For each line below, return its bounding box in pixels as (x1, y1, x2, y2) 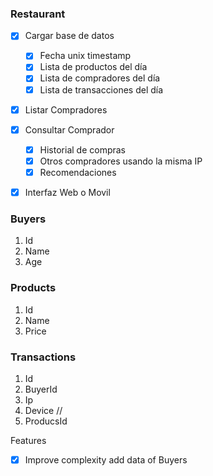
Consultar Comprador (24, 123, 115, 136)
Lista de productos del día (39, 61, 148, 73)
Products (10, 281, 57, 295)
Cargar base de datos (24, 30, 115, 42)
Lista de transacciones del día (39, 83, 164, 96)
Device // (24, 404, 63, 416)
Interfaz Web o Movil (24, 186, 111, 198)
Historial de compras (39, 143, 127, 156)
